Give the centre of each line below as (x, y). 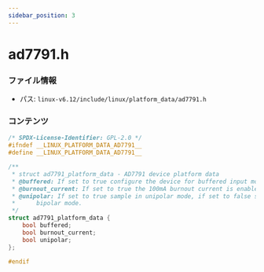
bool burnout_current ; (59, 233)
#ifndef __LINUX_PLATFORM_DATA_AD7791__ (75, 145)
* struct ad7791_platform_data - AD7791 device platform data (115, 174)
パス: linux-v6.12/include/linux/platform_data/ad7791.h (113, 99)
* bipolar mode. (47, 204)
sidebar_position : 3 (42, 15)
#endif (19, 261)
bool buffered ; (47, 226)
